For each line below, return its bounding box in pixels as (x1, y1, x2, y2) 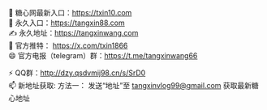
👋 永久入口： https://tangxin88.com (8, 18, 126, 27)
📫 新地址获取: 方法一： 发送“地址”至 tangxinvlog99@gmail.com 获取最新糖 (8, 81, 259, 90)
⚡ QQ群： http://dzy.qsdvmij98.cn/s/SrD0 (8, 68, 146, 78)
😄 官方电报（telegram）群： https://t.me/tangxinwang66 (8, 51, 198, 60)
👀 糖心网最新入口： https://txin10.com (8, 8, 132, 17)
